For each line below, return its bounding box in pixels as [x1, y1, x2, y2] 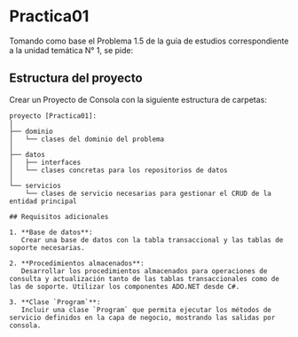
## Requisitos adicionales [9, 212, 109, 221]
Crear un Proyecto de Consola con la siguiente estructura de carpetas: [9, 94, 268, 105]
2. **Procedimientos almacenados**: [9, 259, 145, 268]
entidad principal [9, 197, 77, 206]
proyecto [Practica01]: [9, 111, 98, 121]
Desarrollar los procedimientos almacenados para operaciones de [20, 266, 268, 276]
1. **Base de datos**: [9, 228, 93, 237]
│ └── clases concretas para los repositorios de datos [9, 166, 228, 175]
